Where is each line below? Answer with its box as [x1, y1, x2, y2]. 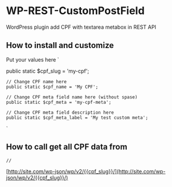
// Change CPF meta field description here [6, 110, 114, 115]
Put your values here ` [6, 56, 60, 63]
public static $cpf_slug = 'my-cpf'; [6, 67, 89, 74]
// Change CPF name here [6, 79, 67, 84]
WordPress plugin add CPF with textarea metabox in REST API [6, 23, 157, 30]
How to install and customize [6, 40, 114, 50]
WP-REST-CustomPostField [6, 4, 145, 18]
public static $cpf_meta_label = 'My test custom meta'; [6, 114, 149, 121]
